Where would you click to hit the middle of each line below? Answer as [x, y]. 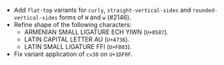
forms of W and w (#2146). [95, 17]
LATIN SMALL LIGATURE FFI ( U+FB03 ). [78, 47]
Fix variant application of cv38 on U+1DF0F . [73, 54]
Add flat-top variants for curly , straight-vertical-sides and [102, 10]
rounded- [205, 10]
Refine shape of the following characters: [72, 25]
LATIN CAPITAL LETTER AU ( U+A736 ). [77, 39]
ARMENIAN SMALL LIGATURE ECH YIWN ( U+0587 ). [96, 32]
